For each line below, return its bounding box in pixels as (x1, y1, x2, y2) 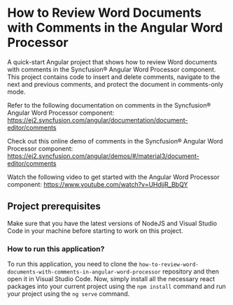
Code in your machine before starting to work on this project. (7, 226, 183, 235)
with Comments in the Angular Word (7, 20, 223, 36)
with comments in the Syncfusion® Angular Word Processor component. (7, 65, 216, 73)
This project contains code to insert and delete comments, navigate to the (7, 72, 220, 81)
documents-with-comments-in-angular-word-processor (7, 269, 161, 276)
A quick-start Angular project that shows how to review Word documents (7, 57, 218, 66)
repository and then (162, 267, 219, 276)
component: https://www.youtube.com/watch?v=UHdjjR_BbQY (7, 180, 188, 188)
